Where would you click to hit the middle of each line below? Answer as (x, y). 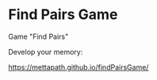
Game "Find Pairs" (38, 36)
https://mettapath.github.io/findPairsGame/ (78, 67)
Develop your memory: (46, 51)
